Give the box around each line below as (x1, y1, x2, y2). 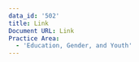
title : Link (8, 19, 49, 27)
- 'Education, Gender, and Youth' (15, 42, 132, 50)
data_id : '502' (8, 11, 60, 20)
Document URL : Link (8, 27, 75, 35)
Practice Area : (8, 34, 60, 43)
